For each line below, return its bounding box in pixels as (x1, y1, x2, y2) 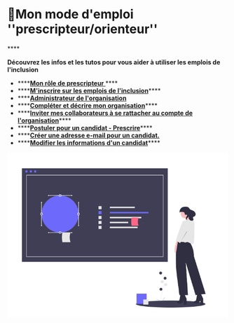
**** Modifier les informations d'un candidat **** (17, 138, 160, 146)
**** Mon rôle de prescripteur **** (17, 78, 118, 87)
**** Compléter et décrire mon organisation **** (17, 101, 158, 109)
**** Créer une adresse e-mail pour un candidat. (17, 131, 160, 139)
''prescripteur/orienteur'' (7, 21, 158, 37)
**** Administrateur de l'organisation (17, 94, 127, 102)
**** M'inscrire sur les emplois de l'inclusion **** (17, 86, 161, 95)
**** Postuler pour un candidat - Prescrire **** (17, 123, 153, 132)
